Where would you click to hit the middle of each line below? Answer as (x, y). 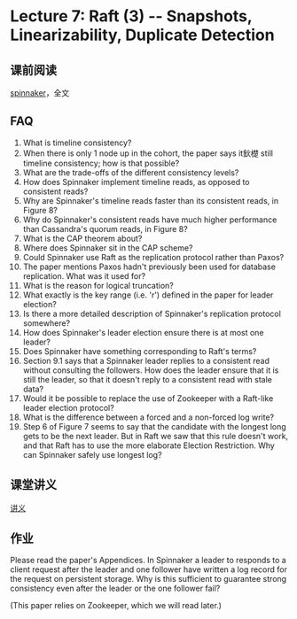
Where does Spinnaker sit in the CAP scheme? (108, 248)
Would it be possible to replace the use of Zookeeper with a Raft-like (148, 398)
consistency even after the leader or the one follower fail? (115, 588)
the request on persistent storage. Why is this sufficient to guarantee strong (148, 579)
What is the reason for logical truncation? (98, 285)
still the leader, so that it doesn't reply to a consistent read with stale (148, 379)
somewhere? (47, 323)
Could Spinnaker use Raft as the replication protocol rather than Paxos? (153, 257)
